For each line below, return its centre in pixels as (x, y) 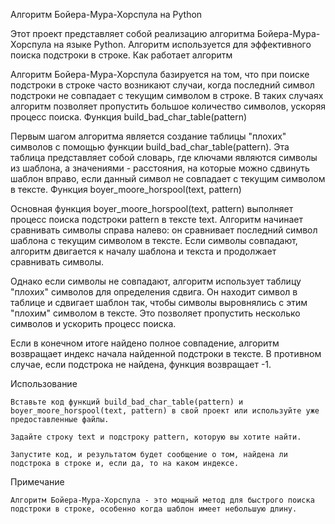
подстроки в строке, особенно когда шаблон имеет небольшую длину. (154, 509)
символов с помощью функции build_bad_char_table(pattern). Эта (150, 147)
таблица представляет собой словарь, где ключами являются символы (164, 157)
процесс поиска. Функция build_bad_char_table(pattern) (129, 117)
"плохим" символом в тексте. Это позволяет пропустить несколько (155, 313)
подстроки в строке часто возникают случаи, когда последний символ (162, 85)
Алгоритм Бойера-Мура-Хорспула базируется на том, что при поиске (160, 74)
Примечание (37, 482)
